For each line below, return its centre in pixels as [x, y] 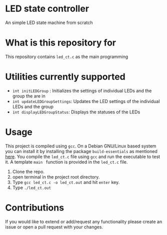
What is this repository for [61, 43]
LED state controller [47, 9]
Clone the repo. [28, 171]
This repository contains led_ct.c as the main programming [67, 56]
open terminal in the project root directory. [56, 177]
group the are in [29, 96]
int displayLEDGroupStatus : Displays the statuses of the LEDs [76, 112]
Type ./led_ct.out [32, 187]
